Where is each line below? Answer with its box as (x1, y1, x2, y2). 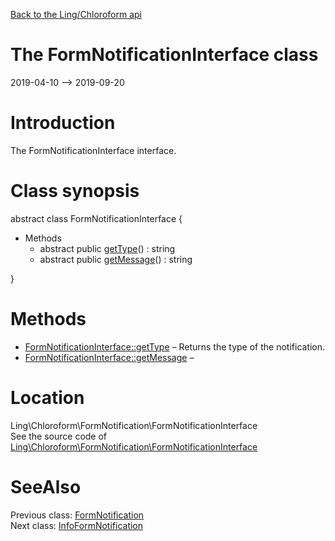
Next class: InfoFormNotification (10, 519, 144, 531)
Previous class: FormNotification (10, 509, 145, 521)
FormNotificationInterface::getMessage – (24, 351, 195, 363)
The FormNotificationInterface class (10, 44, 319, 66)
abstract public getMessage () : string (39, 253, 193, 265)
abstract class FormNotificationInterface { (10, 212, 183, 224)
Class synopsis (10, 180, 140, 203)
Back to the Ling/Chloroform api (10, 9, 142, 20)
